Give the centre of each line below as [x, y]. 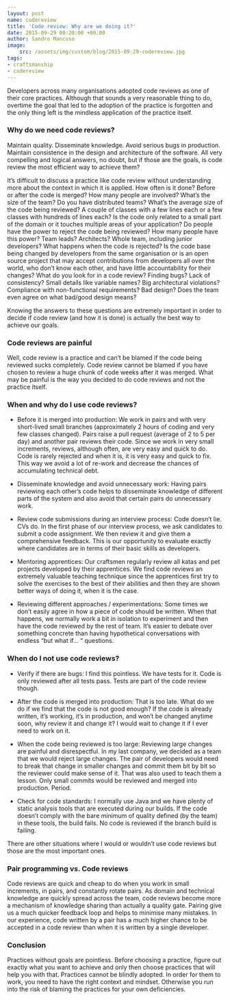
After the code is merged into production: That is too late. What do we [115, 701]
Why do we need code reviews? [61, 130]
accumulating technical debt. [58, 470]
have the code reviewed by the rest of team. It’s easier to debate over [115, 626]
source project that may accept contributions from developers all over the [111, 260]
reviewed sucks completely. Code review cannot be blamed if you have [107, 365]
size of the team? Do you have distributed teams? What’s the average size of [115, 202]
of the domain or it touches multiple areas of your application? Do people [110, 224]
